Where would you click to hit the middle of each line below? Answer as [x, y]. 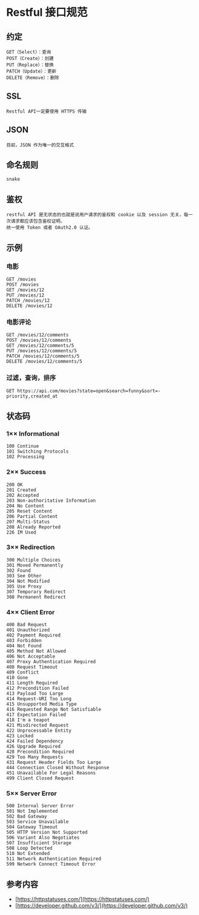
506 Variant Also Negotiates [43, 838]
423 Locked [20, 736]
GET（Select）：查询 [29, 52]
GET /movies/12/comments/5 [40, 346]
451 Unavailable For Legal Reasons [51, 773]
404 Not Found [24, 646]
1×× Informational [33, 433]
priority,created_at [32, 396]
